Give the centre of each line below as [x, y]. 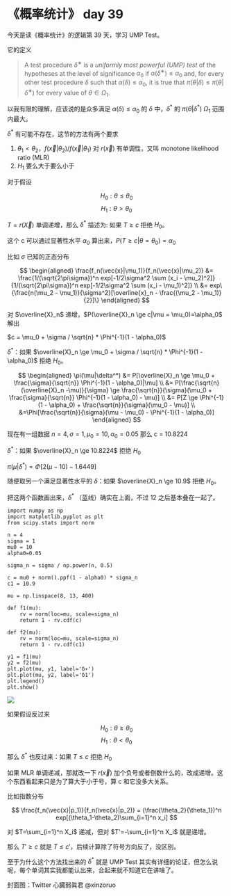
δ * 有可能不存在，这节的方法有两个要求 [63, 133]
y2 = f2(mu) [24, 663]
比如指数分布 [25, 796]
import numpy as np [35, 511]
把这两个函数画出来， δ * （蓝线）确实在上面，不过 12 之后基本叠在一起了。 [113, 497]
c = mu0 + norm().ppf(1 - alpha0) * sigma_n [72, 577]
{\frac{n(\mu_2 [33, 292]
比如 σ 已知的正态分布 [38, 256]
